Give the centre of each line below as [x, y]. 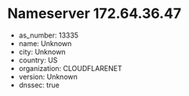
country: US [38, 60]
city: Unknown [42, 52]
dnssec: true [39, 85]
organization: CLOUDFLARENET [70, 68]
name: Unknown [45, 43]
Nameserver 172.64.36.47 [94, 14]
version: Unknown [48, 76]
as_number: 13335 [49, 35]
